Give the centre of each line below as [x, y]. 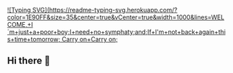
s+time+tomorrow [33, 39]
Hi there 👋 [29, 61]
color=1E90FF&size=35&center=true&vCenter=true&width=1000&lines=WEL [116, 17]
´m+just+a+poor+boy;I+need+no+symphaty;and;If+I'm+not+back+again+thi [116, 32]
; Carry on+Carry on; [88, 39]
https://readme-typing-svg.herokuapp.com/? [113, 10]
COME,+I [20, 24]
